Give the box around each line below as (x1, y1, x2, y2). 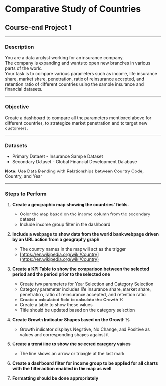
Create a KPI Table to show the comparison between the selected (12, 266, 149, 272)
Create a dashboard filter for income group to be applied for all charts (12, 360, 158, 366)
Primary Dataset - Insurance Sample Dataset (12, 153, 103, 159)
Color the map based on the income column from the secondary (19, 211, 151, 217)
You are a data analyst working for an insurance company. (5, 55, 124, 61)
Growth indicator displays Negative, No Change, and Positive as (19, 326, 150, 332)
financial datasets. (5, 86, 42, 92)
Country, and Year (5, 173, 42, 179)
